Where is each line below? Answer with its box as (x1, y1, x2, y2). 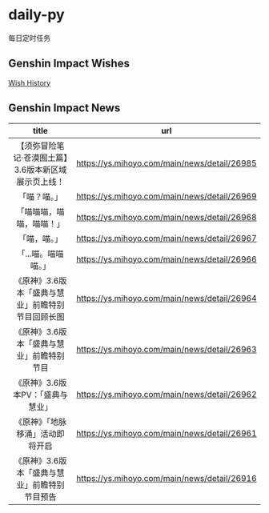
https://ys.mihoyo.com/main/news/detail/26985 (75, 158, 257, 169)
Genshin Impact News (8, 102, 121, 115)
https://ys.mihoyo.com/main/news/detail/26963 (75, 343, 257, 355)
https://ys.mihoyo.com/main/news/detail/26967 (75, 232, 257, 243)
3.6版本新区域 (14, 164, 67, 175)
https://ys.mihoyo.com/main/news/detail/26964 (75, 292, 257, 303)
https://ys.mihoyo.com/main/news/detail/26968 (75, 211, 257, 222)
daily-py (8, 6, 66, 24)
